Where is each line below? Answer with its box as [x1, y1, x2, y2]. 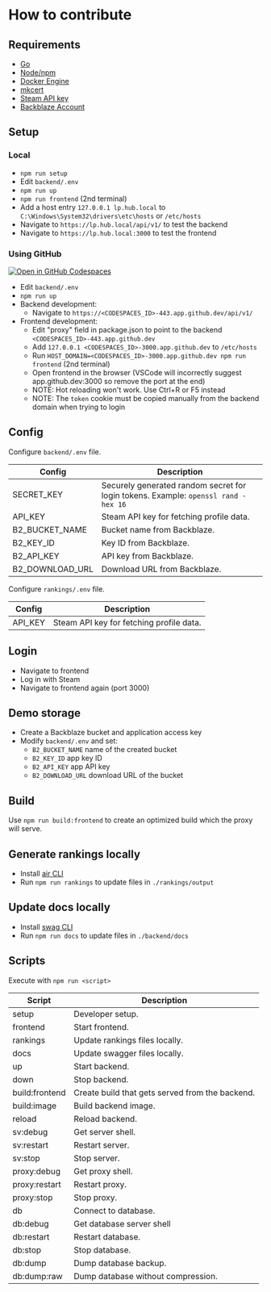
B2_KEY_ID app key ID [31, 753, 102, 763]
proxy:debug [12, 1165, 61, 1177]
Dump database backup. [73, 1257, 167, 1269]
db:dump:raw [12, 1270, 63, 1282]
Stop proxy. [73, 1192, 118, 1203]
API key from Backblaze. [101, 550, 194, 562]
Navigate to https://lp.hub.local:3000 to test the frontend [19, 228, 217, 237]
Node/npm [19, 68, 56, 77]
